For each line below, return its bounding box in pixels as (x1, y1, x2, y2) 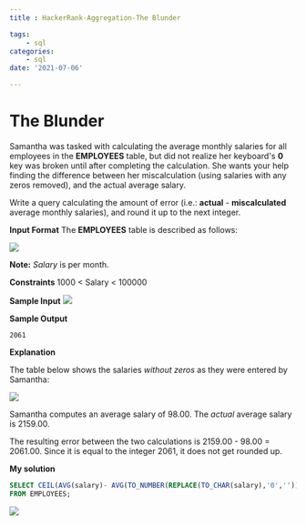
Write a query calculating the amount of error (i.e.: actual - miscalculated (9, 197, 287, 207)
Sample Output (9, 313, 68, 324)
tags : (9, 29, 30, 39)
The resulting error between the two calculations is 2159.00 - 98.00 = (9, 436, 270, 447)
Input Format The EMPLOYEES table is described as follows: (9, 224, 239, 235)
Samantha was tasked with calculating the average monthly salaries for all (9, 140, 287, 151)
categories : (9, 46, 55, 56)
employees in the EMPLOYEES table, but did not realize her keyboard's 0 (9, 150, 284, 161)
